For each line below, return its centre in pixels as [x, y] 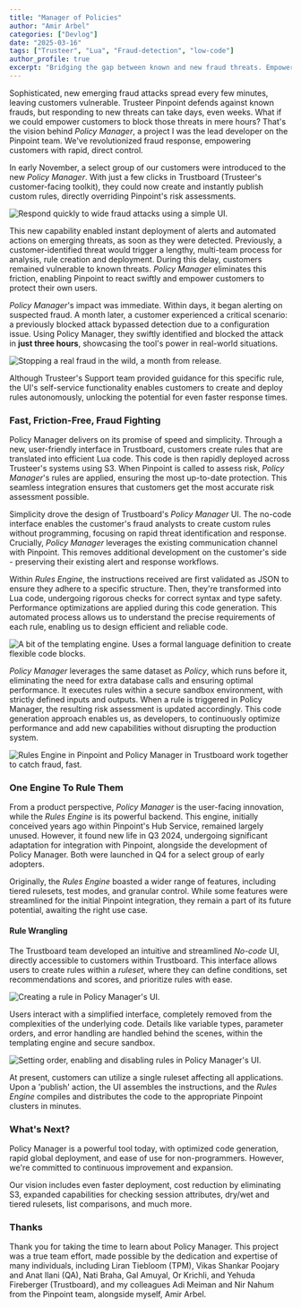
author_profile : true [50, 59]
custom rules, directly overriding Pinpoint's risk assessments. [123, 196]
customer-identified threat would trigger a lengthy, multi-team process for [146, 250]
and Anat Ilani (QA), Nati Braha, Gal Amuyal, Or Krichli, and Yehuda [132, 1275]
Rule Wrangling [39, 931]
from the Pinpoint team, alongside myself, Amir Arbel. [108, 1295]
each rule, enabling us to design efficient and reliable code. [119, 627]
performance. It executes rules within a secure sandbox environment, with [146, 690]
